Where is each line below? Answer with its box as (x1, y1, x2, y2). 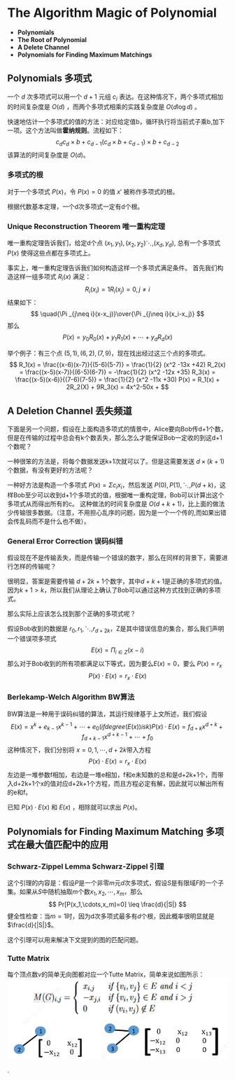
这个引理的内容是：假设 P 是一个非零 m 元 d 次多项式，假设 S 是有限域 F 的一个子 (7, 878, 225, 887)
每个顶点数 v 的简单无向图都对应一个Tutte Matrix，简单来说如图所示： (7, 970, 205, 978)
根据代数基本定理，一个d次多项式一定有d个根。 (7, 202, 144, 211)
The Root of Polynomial (17, 35, 87, 43)
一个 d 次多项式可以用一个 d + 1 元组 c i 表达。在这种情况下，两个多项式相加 (7, 92, 224, 102)
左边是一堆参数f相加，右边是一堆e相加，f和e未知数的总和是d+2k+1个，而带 (7, 770, 224, 779)
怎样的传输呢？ (13, 562, 57, 571)
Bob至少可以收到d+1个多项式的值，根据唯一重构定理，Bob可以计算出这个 (13, 490, 225, 499)
